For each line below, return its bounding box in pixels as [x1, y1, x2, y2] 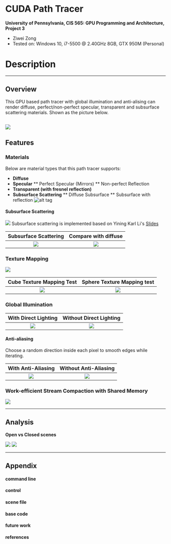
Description [5, 59, 56, 70]
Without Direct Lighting [62, 314, 121, 321]
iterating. [5, 352, 24, 359]
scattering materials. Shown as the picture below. [5, 109, 109, 115]
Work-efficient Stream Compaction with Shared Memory [5, 387, 148, 394]
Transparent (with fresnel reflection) [12, 186, 92, 192]
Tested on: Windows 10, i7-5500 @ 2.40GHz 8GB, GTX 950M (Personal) [12, 40, 164, 46]
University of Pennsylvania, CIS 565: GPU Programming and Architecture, [5, 20, 164, 26]
